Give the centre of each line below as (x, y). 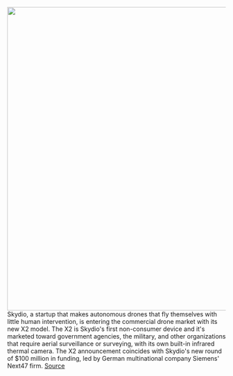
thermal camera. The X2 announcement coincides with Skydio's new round (114, 351)
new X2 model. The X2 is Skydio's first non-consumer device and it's (106, 329)
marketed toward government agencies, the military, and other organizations (116, 336)
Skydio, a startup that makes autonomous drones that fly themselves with (112, 314)
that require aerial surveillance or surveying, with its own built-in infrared (111, 344)
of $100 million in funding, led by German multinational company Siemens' (113, 358)
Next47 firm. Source (36, 366)
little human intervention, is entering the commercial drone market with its (112, 322)
